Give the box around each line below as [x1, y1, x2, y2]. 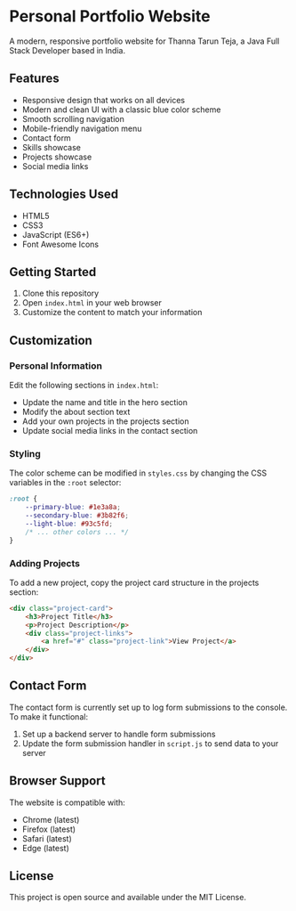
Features [9, 71, 60, 86]
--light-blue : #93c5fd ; [25, 519, 114, 528]
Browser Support [9, 773, 107, 789]
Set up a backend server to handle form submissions [21, 728, 216, 739]
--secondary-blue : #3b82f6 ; [25, 511, 129, 520]
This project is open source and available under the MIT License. [9, 892, 247, 903]
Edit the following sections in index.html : [9, 380, 159, 391]
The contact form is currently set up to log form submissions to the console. [9, 702, 288, 712]
